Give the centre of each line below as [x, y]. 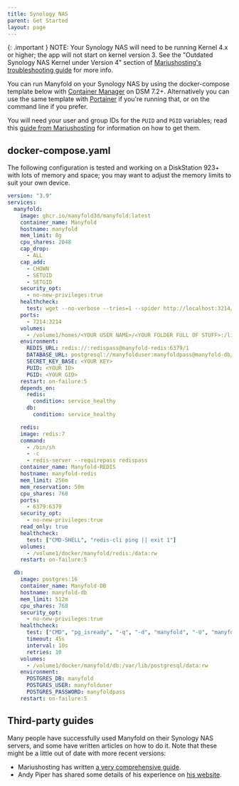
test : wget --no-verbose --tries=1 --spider [93, 309]
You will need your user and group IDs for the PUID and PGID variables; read [117, 120]
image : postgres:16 [49, 579]
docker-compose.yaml [59, 150]
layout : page [27, 27]
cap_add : [33, 262]
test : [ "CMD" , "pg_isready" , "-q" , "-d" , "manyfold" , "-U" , [117, 632]
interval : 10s [47, 646]
